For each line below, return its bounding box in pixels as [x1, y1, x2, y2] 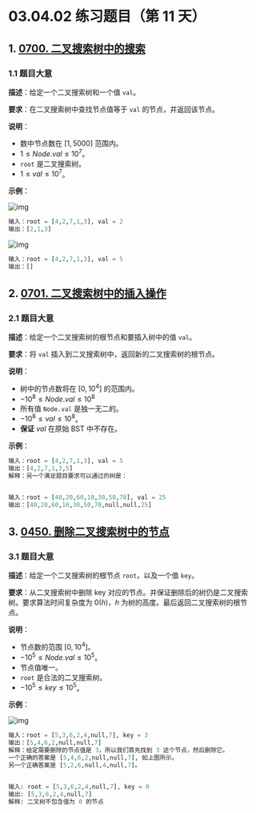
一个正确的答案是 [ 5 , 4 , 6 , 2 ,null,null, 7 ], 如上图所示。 [8, 754, 178, 762]
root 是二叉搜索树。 [19, 159, 86, 168]
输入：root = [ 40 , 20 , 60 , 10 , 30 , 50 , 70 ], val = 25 [8, 493, 166, 501]
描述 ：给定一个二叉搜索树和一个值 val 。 [8, 87, 141, 97]
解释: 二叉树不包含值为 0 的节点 [8, 798, 104, 806]
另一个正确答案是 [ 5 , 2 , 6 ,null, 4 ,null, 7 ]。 [8, 761, 142, 769]
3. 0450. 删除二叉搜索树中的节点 [8, 525, 170, 539]
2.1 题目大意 [8, 313, 54, 324]
